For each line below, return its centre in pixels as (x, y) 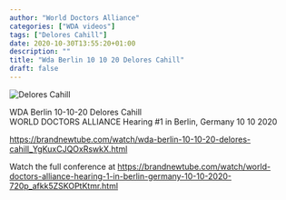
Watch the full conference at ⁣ (64, 166)
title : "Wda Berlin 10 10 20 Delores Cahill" (97, 60)
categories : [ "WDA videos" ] (63, 26)
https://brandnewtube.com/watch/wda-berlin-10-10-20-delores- (130, 139)
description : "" (40, 52)
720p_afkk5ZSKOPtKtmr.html (64, 185)
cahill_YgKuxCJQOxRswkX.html (69, 149)
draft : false (34, 69)
